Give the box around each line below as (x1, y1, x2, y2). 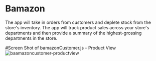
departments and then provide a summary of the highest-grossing (5, 30, 142, 36)
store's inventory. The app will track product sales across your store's (5, 24, 149, 30)
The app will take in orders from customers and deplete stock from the (5, 19, 151, 25)
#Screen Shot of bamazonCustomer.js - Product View (5, 45, 116, 51)
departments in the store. (5, 35, 58, 41)
